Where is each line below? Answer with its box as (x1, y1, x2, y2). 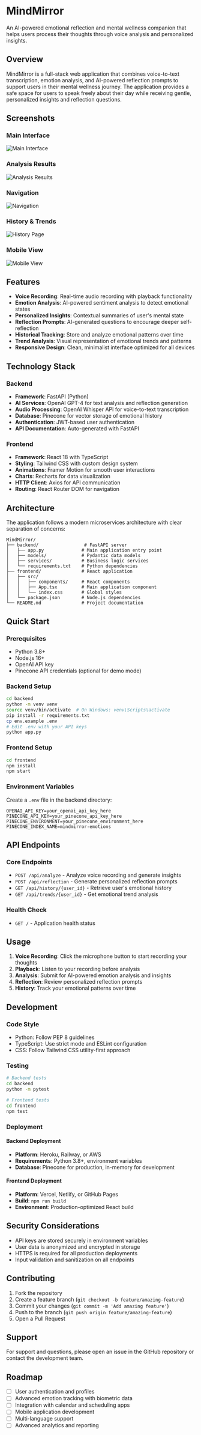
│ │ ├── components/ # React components (6, 579, 130, 585)
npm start (6, 768, 31, 775)
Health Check (6, 906, 47, 914)
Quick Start (6, 616, 50, 626)
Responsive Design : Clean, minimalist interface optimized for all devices (14, 344, 195, 351)
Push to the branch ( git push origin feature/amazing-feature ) (14, 1308, 172, 1315)
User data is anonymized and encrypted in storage (14, 1243, 140, 1251)
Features (6, 277, 40, 287)
